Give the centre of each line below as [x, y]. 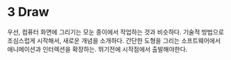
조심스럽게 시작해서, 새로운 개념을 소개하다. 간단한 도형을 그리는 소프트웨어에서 [114, 40]
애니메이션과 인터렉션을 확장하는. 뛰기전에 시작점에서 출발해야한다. [97, 49]
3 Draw [29, 12]
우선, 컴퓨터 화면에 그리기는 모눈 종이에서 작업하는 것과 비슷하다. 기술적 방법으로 [116, 32]
